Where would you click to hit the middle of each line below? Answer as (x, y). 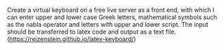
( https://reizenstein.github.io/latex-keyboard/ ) (72, 39)
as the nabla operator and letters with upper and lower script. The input (108, 24)
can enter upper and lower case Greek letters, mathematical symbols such (112, 17)
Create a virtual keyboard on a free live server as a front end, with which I (111, 10)
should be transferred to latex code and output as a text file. (92, 32)
